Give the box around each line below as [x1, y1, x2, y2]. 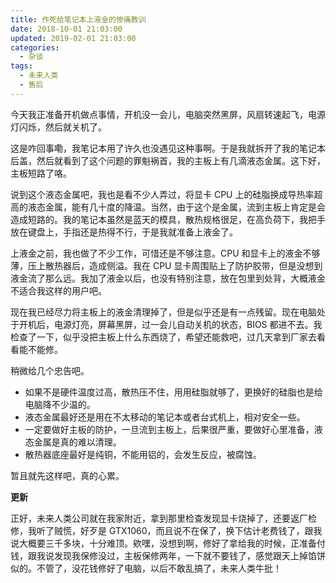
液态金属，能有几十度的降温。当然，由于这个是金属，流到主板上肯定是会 [27, 201, 326, 213]
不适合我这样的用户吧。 [10, 284, 107, 296]
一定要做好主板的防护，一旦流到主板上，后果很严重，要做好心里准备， [24, 423, 315, 435]
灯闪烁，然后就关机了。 [10, 121, 107, 133]
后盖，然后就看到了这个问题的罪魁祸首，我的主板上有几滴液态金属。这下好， [10, 154, 326, 166]
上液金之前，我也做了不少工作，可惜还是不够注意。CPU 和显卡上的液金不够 [10, 247, 321, 259]
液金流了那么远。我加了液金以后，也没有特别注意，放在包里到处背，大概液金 [10, 272, 326, 284]
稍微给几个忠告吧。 [10, 364, 90, 376]
